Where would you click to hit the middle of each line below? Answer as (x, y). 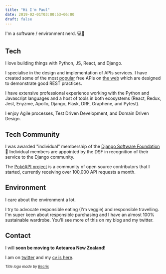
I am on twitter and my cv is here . (39, 257)
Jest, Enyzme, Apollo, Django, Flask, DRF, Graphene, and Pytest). (72, 104)
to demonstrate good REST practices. (44, 83)
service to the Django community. (40, 157)
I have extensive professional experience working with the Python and (77, 93)
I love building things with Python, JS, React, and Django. (64, 63)
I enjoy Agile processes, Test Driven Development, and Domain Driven (77, 113)
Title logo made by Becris (27, 267)
